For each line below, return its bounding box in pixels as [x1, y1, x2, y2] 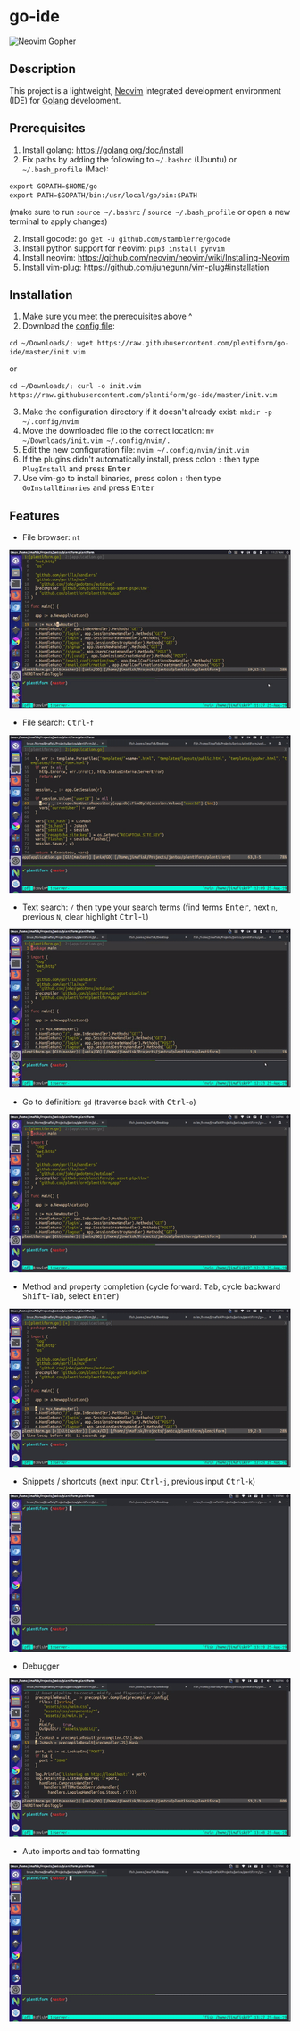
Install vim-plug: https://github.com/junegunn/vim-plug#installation [21, 262, 270, 272]
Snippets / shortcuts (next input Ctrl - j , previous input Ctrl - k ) [21, 1476, 256, 1486]
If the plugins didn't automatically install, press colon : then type [21, 454, 260, 465]
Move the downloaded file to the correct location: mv [21, 426, 214, 437]
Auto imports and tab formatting [21, 1845, 141, 1856]
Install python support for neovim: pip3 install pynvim [21, 243, 225, 254]
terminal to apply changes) [9, 216, 108, 227]
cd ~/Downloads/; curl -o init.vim [9, 382, 142, 391]
